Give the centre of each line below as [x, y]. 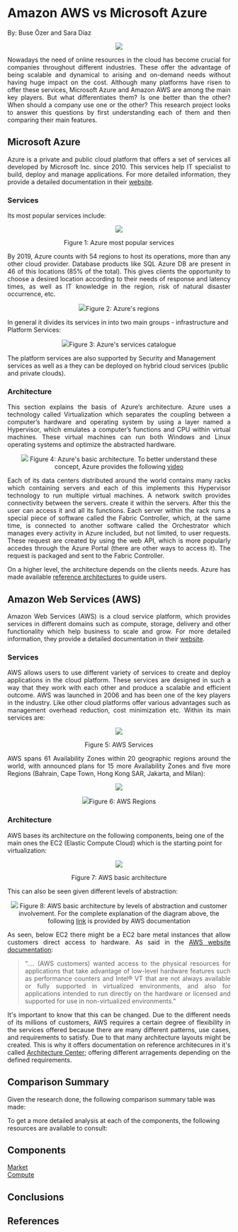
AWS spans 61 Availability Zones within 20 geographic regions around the [119, 759]
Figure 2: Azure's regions [123, 309]
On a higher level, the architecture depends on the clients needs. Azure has [119, 570]
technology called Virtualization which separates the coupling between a [119, 414]
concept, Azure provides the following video [119, 467]
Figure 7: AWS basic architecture [119, 877]
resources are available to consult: [58, 1128]
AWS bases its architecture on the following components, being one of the [116, 835]
